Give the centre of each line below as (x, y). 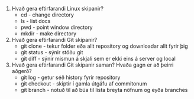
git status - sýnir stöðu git (52, 52)
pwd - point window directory (56, 27)
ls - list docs (35, 21)
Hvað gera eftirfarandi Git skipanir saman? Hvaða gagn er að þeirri (93, 65)
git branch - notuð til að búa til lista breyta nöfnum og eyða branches (104, 90)
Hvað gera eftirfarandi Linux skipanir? (57, 9)
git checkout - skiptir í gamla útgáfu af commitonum (84, 84)
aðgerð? (22, 71)
